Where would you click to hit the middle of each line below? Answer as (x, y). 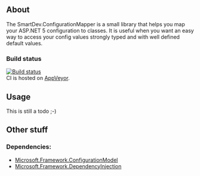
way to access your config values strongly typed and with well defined (93, 37)
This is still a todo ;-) (31, 111)
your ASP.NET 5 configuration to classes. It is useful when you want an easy (100, 30)
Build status (24, 58)
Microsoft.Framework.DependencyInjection (68, 166)
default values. (24, 43)
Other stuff (27, 130)
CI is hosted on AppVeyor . (38, 78)
